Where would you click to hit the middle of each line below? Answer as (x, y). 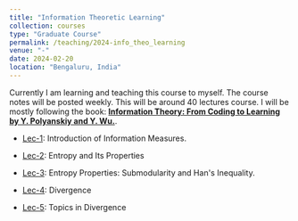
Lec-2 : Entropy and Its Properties (83, 155)
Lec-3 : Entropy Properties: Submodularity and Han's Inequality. (139, 172)
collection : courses (48, 26)
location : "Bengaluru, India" (66, 68)
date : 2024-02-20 (41, 59)
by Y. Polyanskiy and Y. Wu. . (63, 120)
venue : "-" (29, 51)
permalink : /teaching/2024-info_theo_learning (97, 42)
